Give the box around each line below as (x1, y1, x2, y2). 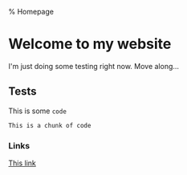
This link (8, 158, 36, 168)
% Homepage (8, 7, 55, 16)
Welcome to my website (8, 35, 172, 53)
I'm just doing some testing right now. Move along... (8, 61, 179, 71)
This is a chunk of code (8, 121, 91, 129)
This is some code (8, 106, 67, 116)
